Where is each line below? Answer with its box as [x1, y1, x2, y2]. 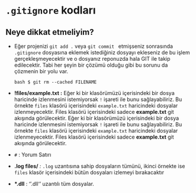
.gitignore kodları [5, 4, 96, 17]
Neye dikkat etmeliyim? [5, 27, 94, 37]
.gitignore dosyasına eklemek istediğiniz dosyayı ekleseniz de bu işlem [14, 49, 190, 56]
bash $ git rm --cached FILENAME [14, 79, 97, 85]
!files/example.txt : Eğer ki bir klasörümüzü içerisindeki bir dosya [14, 90, 175, 96]
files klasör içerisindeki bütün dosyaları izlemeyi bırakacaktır [14, 169, 165, 176]
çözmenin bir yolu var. [14, 68, 69, 74]
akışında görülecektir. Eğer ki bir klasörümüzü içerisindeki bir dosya [14, 115, 179, 122]
